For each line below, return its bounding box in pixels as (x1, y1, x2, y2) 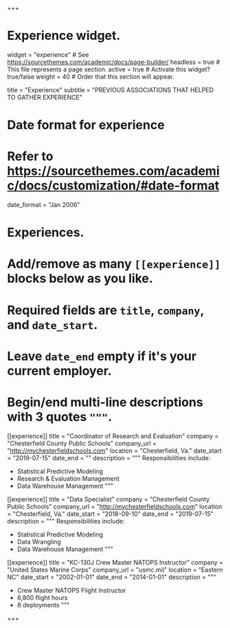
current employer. (7, 362, 112, 378)
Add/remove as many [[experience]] (7, 256, 221, 272)
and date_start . (7, 317, 98, 332)
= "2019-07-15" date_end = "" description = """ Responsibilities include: (7, 453, 211, 462)
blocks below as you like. (7, 271, 153, 286)
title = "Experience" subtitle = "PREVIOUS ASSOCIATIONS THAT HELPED (7, 85, 214, 94)
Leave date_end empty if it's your (7, 348, 197, 364)
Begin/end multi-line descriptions (7, 395, 204, 410)
